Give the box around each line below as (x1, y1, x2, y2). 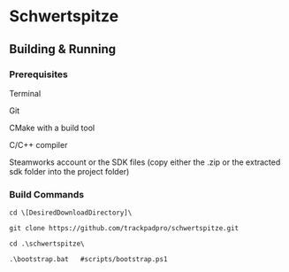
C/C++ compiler (9, 139, 68, 150)
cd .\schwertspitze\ (9, 239, 86, 249)
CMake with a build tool (9, 122, 95, 133)
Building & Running (9, 42, 117, 57)
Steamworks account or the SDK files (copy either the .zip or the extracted (9, 157, 281, 167)
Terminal (9, 88, 42, 98)
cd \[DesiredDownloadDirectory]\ (9, 208, 133, 218)
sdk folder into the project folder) (9, 166, 130, 176)
